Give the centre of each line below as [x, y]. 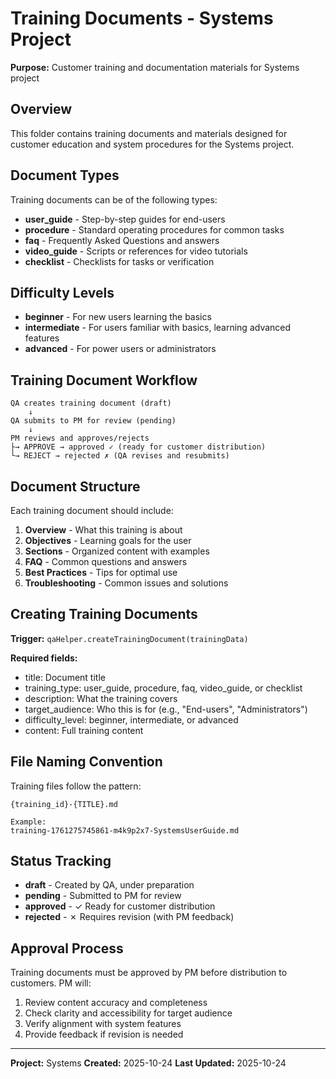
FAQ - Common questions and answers [106, 561]
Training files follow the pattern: [76, 786]
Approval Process [67, 948]
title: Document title [65, 677]
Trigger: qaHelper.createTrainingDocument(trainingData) [129, 638]
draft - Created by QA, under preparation [109, 885]
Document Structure [75, 486]
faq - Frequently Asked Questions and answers [122, 240]
